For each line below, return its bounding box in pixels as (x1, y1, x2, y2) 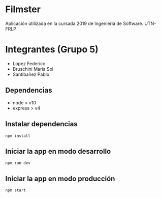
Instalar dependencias (5, 120, 78, 128)
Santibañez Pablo (12, 71, 50, 77)
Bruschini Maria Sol (12, 66, 54, 72)
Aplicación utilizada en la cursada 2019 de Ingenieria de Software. (5, 20, 144, 26)
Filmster (5, 4, 41, 15)
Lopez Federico (12, 60, 46, 67)
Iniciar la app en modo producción (5, 174, 115, 183)
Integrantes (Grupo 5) (5, 44, 99, 55)
